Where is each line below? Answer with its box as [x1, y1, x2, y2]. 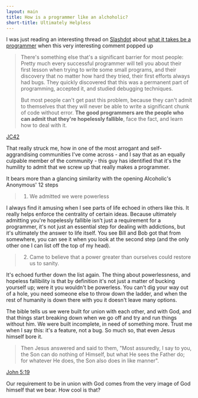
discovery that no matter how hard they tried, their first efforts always [20, 72, 190, 80]
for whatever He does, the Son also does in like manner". [20, 357, 160, 364]
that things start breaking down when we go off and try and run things [6, 314, 177, 322]
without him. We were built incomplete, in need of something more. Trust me [6, 320, 193, 328]
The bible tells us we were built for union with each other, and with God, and [6, 308, 192, 315]
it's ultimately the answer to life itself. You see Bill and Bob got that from [6, 229, 181, 237]
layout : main [6, 8, 38, 15]
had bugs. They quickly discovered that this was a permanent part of [20, 79, 189, 86]
